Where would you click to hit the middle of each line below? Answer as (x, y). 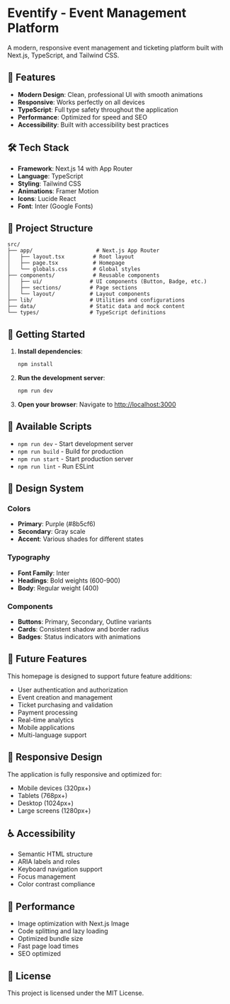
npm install (35, 365)
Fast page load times (48, 946)
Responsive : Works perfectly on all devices (81, 102)
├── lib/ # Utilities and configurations (96, 300)
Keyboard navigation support (60, 869)
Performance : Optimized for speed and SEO (82, 117)
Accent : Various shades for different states (80, 539)
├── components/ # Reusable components (84, 275)
